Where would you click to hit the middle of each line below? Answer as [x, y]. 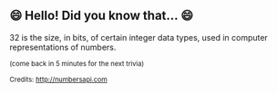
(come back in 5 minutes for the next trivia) [77, 63]
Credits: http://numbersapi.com [58, 79]
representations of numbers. [63, 47]
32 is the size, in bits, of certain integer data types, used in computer [139, 37]
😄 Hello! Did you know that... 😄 [102, 16]
